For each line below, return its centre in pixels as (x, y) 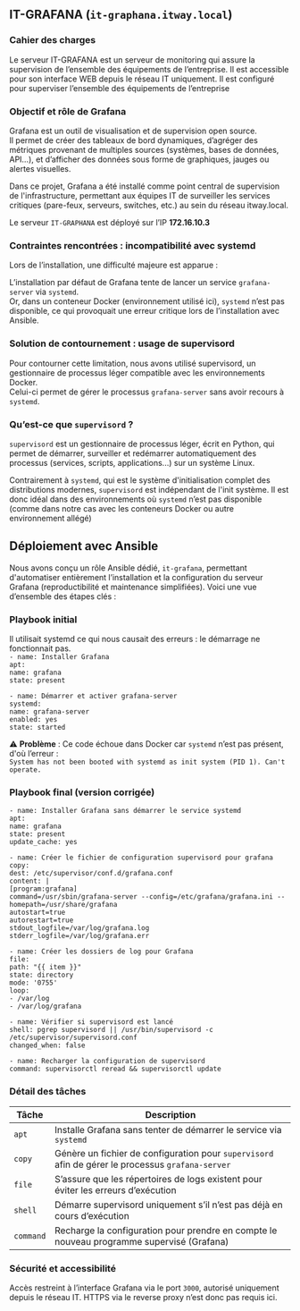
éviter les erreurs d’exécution (116, 1190)
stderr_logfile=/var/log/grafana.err (79, 936)
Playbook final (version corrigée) (82, 792)
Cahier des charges (53, 40)
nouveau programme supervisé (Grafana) (142, 1241)
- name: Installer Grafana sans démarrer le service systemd (125, 811)
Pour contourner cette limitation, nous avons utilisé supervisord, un (133, 363)
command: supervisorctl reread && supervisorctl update (115, 1069)
